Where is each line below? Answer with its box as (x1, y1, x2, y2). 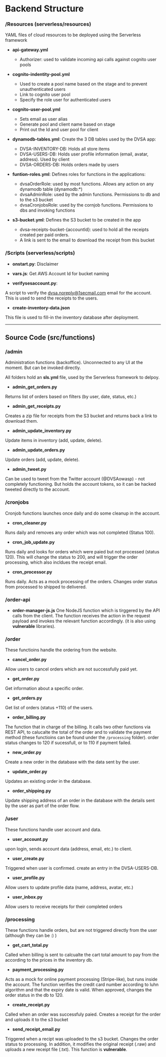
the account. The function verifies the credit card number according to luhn (5, 981, 159, 987)
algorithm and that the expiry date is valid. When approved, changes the (5, 986, 152, 992)
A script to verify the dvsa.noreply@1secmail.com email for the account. (5, 290, 152, 296)
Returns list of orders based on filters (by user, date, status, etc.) (5, 393, 137, 400)
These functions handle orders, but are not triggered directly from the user (5, 927, 157, 933)
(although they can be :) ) (5, 932, 57, 938)
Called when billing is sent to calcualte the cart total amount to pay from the (5, 952, 160, 958)
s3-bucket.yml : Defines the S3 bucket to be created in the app (12, 217, 141, 223)
